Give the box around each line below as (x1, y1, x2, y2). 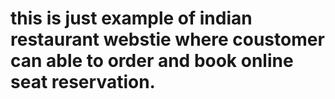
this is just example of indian (10, 7, 253, 30)
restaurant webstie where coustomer (10, 28, 325, 51)
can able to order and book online (10, 50, 294, 72)
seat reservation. (10, 71, 156, 94)
